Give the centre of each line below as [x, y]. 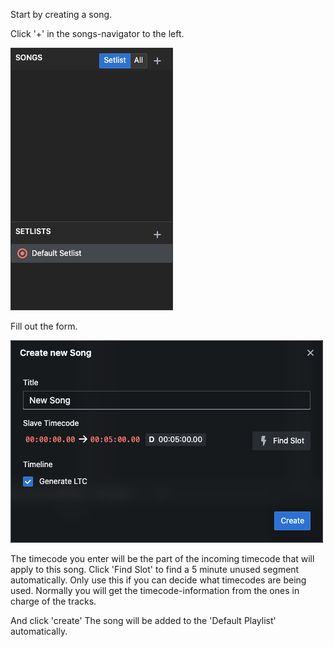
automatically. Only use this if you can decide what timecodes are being [158, 580]
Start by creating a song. [61, 14]
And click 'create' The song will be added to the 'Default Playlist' [143, 620]
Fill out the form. [44, 326]
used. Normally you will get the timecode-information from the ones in [155, 590]
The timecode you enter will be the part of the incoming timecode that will [162, 558]
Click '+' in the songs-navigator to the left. [97, 33]
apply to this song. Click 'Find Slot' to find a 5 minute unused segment [155, 569]
